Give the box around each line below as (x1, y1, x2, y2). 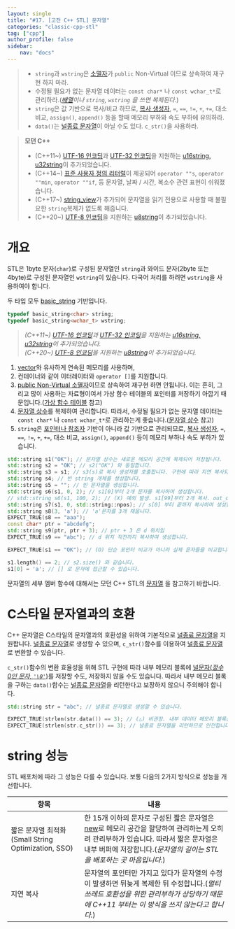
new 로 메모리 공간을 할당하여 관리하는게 (84, 823, 209, 833)
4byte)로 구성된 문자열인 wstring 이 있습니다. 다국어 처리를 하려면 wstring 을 (7, 273, 215, 281)
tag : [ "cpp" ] (7, 29, 45, 37)
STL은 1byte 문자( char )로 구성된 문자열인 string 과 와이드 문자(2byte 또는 (7, 264, 210, 273)
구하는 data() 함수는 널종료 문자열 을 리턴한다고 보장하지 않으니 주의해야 (14, 680, 209, 689)
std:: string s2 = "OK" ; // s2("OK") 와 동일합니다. (7, 462, 152, 469)
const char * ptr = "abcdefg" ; (7, 520, 96, 528)
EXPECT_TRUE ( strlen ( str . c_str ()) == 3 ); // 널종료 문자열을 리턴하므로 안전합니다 (7, 722, 230, 730)
